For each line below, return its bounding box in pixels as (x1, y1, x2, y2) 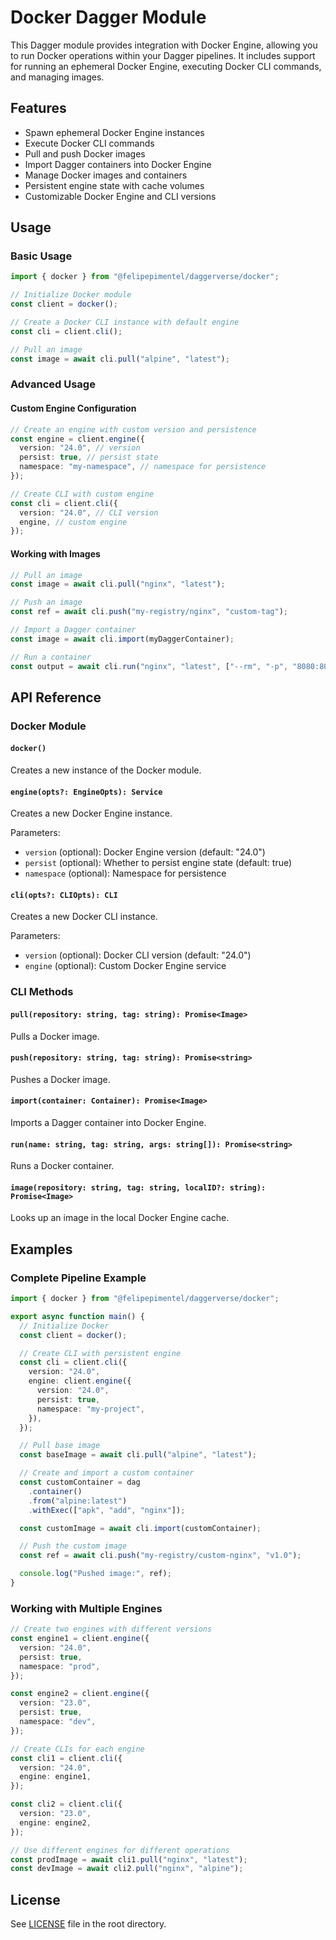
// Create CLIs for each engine (10, 1744, 145, 1754)
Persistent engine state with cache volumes (24, 179, 205, 191)
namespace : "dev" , (19, 1717, 97, 1727)
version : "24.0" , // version (19, 443, 141, 453)
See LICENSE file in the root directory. (10, 1918, 167, 1930)
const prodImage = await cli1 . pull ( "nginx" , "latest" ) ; (10, 1854, 248, 1865)
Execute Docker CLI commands (24, 137, 155, 149)
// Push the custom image (19, 1541, 128, 1551)
